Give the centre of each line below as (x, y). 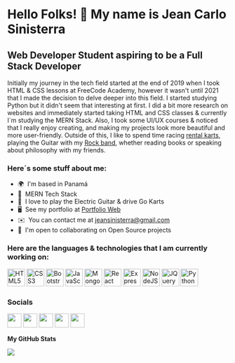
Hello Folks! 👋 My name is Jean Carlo (117, 14)
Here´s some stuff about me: (57, 168)
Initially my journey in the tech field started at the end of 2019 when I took (114, 83)
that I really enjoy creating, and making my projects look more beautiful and (116, 128)
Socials (20, 302)
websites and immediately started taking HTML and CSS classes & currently (117, 113)
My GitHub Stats (32, 338)
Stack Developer (45, 66)
